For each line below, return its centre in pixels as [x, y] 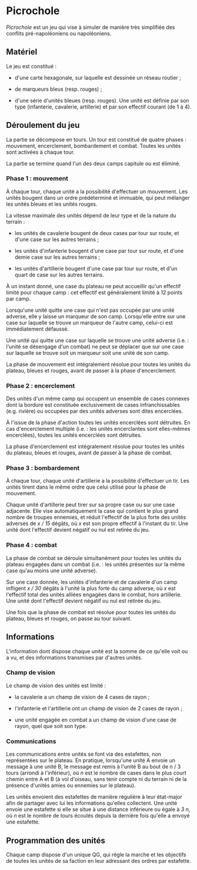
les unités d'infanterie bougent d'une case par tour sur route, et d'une [99, 251]
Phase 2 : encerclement [41, 385]
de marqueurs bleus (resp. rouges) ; [58, 89]
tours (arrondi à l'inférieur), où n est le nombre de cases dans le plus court [96, 773]
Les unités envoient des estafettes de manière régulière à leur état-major [94, 797]
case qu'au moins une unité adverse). [52, 571]
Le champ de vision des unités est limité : [56, 686]
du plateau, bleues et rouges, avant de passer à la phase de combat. [89, 453]
